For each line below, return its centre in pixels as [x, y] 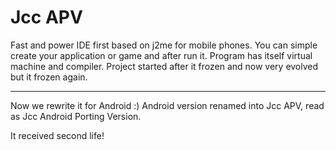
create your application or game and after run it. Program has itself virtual [161, 55]
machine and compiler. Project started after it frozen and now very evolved [164, 66]
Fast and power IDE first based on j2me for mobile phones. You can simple [164, 45]
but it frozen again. [49, 77]
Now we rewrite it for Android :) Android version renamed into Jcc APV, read [167, 105]
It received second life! [57, 135]
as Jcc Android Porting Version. [76, 116]
